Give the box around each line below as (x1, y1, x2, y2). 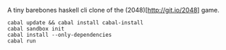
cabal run (7, 37, 37, 44)
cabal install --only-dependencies (7, 31, 112, 38)
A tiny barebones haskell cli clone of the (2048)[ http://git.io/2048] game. (7, 6, 220, 14)
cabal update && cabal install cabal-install (7, 19, 143, 26)
